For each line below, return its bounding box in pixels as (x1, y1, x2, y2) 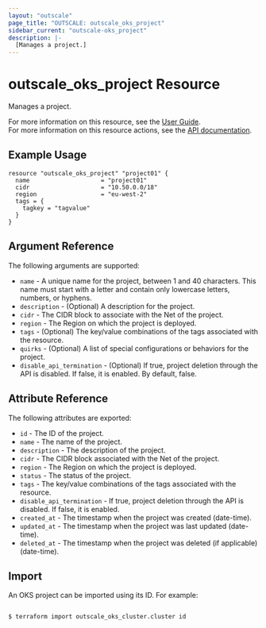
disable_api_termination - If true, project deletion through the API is (19, 495, 245, 505)
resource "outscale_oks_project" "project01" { (8, 169, 169, 177)
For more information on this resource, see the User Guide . (8, 117, 201, 127)
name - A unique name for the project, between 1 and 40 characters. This (19, 275, 256, 286)
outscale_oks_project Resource (8, 75, 221, 94)
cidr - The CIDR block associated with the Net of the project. (19, 453, 220, 463)
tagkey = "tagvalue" (22, 204, 91, 212)
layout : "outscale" (8, 11, 73, 20)
